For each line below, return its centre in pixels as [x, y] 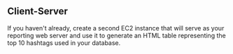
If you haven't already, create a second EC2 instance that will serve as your [116, 28]
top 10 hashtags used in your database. [64, 43]
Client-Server [38, 11]
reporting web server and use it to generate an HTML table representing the [116, 35]
